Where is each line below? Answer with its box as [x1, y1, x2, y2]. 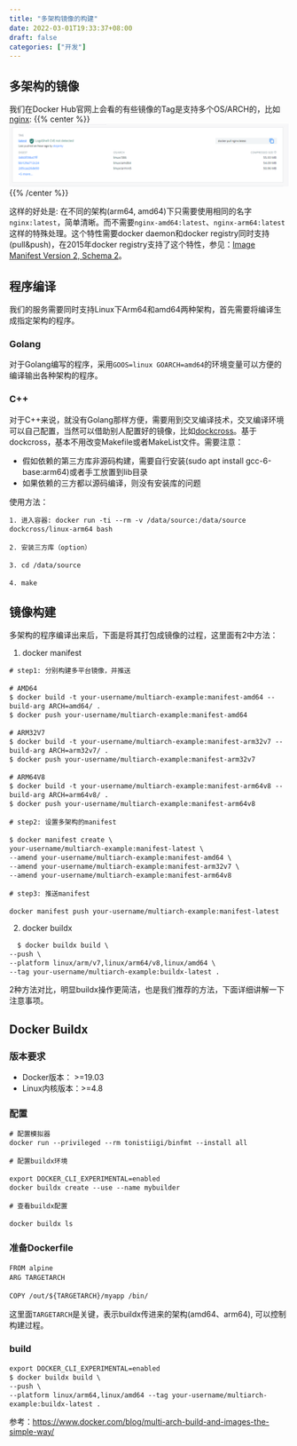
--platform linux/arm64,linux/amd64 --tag [9, 1390, 168, 1400]
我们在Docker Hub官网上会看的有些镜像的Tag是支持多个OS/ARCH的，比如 [9, 104, 281, 115]
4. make [9, 578, 38, 588]
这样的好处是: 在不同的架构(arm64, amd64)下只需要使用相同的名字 [9, 206, 253, 217]
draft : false [9, 33, 58, 42]
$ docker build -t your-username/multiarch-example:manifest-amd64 [9, 693, 264, 702]
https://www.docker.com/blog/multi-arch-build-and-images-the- [32, 1416, 270, 1426]
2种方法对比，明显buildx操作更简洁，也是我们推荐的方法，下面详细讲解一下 [9, 984, 285, 995]
